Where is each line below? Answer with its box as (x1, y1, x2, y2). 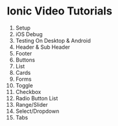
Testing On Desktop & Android (15, 37, 91, 44)
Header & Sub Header (15, 43, 70, 51)
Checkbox (15, 88, 42, 95)
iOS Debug (15, 30, 43, 37)
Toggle (15, 81, 33, 89)
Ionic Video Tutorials (7, 4, 113, 18)
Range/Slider (15, 101, 48, 108)
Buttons (15, 56, 36, 63)
